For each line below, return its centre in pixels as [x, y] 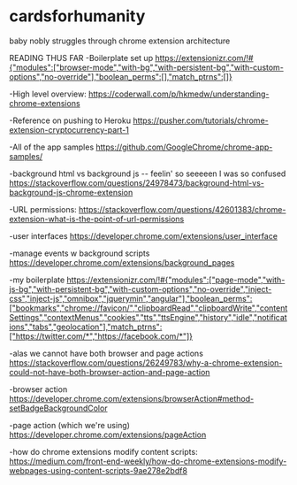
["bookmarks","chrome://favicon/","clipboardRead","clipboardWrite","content [148, 308]
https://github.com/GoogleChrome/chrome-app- [184, 147]
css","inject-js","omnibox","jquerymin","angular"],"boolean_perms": [131, 298]
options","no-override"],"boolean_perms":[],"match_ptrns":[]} [121, 76]
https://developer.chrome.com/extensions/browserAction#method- [132, 398]
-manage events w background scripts [80, 253]
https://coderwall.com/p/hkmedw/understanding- [179, 94]
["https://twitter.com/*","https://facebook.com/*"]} [101, 336]
